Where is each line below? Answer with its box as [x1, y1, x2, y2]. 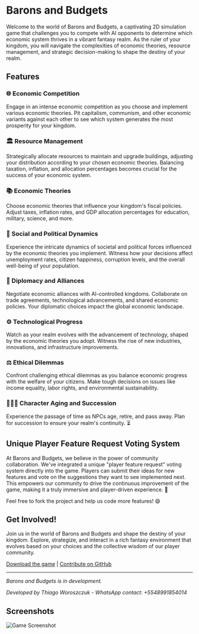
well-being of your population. [6, 262, 80, 269]
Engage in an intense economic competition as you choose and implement [6, 103, 188, 110]
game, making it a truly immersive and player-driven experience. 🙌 [6, 486, 169, 493]
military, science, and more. [6, 215, 74, 222]
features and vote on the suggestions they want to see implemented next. [6, 473, 186, 480]
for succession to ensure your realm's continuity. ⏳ [6, 419, 131, 426]
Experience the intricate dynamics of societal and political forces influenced [6, 243, 192, 250]
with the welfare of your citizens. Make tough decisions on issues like [6, 378, 176, 385]
